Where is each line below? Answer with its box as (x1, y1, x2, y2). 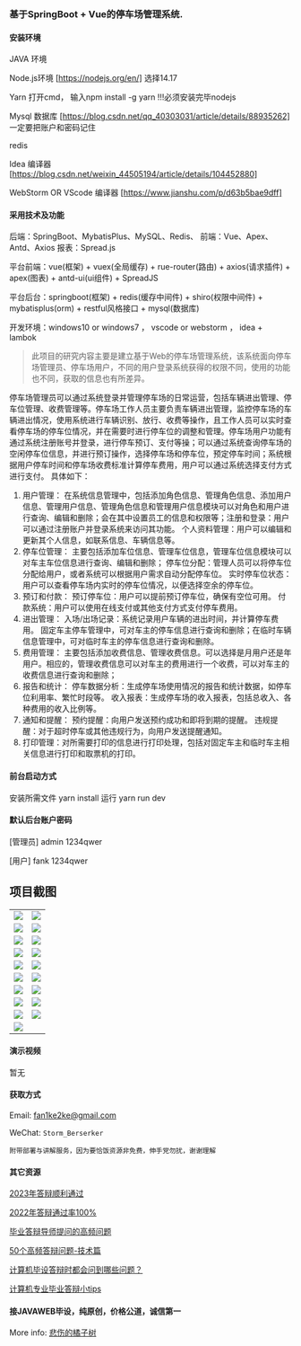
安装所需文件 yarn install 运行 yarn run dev (9, 793, 166, 803)
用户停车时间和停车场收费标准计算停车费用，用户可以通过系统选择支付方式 (16, 460, 292, 471)
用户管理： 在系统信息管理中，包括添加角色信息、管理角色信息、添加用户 (21, 490, 292, 500)
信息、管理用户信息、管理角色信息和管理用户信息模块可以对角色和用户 (21, 501, 282, 512)
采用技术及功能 (9, 209, 64, 220)
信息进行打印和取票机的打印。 (30, 748, 141, 759)
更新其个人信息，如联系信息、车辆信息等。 (21, 535, 180, 545)
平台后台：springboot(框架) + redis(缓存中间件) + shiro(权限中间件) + (9, 292, 263, 303)
